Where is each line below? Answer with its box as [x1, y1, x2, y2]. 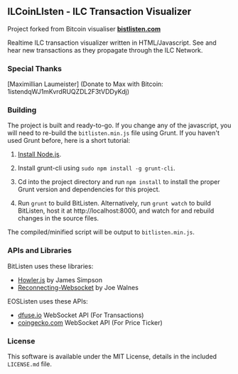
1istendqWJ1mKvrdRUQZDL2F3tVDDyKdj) [7, 87, 130, 96]
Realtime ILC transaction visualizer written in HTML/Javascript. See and [7, 38, 217, 47]
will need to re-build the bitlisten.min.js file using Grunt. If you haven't [7, 129, 220, 137]
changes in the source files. [17, 214, 99, 223]
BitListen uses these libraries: [7, 262, 94, 270]
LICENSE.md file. [7, 360, 52, 368]
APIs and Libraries [7, 245, 72, 255]
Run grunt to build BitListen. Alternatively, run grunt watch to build [17, 199, 211, 208]
